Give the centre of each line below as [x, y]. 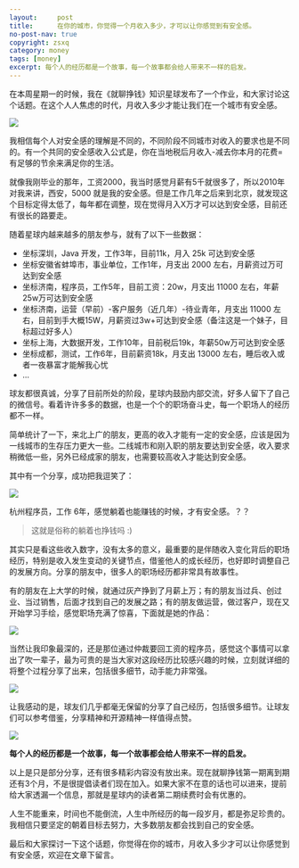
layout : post [41, 17]
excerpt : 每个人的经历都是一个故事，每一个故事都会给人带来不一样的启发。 [130, 68]
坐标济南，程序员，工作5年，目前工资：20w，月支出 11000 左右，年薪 [150, 286]
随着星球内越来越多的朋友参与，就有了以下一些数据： [107, 234]
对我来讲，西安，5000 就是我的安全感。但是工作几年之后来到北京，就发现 [145, 193]
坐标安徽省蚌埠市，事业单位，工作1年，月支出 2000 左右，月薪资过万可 [153, 264]
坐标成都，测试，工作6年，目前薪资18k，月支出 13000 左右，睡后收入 [149, 353]
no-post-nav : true [43, 34]
